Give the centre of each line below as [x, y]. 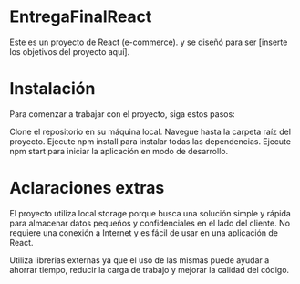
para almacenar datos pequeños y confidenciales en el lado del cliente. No [150, 223]
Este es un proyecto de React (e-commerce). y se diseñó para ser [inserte [149, 42]
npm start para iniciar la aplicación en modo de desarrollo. [119, 151]
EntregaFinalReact [81, 17]
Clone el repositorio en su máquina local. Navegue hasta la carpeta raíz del [150, 131]
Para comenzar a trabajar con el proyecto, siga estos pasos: [122, 114]
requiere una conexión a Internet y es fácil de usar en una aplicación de [144, 232]
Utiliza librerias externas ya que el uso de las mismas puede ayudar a [140, 260]
